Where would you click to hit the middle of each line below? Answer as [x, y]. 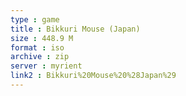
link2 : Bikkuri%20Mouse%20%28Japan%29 [93, 76]
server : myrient [46, 66]
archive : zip [40, 57]
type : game [35, 19]
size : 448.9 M [42, 38]
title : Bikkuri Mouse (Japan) [75, 29]
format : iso [37, 47]
